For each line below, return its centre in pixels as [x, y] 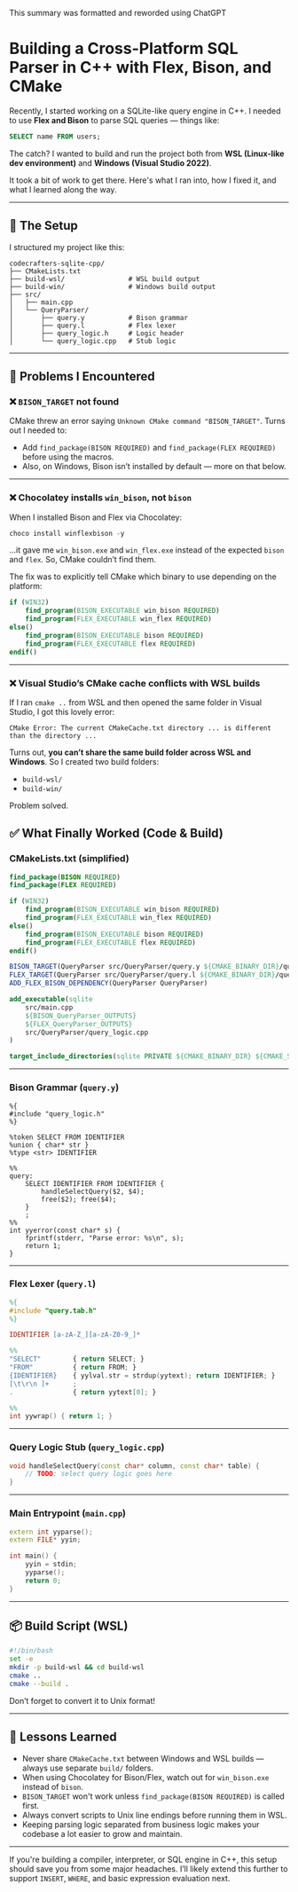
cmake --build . [39, 1684]
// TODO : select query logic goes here [99, 1474]
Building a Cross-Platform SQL [124, 49]
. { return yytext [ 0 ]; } [83, 1392]
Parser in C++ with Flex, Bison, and [141, 68]
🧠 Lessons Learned [63, 1737]
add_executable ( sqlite [51, 1000]
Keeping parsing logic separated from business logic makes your [141, 1824]
